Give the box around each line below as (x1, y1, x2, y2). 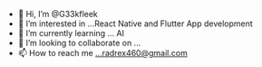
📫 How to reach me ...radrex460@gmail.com (17, 48, 188, 58)
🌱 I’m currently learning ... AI (17, 28, 125, 38)
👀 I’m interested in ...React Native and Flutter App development (17, 18, 254, 29)
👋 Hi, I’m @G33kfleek (17, 9, 98, 19)
